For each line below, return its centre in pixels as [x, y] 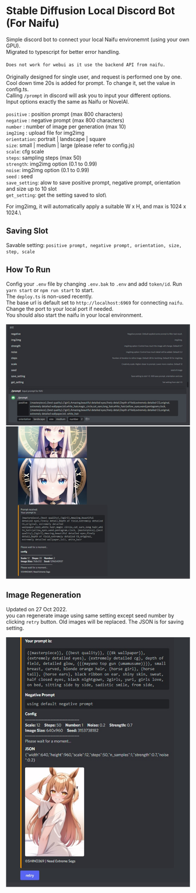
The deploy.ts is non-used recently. [50, 296]
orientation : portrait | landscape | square [56, 139]
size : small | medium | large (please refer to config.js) [71, 145]
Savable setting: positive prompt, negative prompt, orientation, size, [94, 245]
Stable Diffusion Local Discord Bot [90, 11]
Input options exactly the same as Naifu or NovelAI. [68, 101]
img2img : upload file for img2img [45, 132]
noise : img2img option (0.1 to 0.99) [48, 170]
